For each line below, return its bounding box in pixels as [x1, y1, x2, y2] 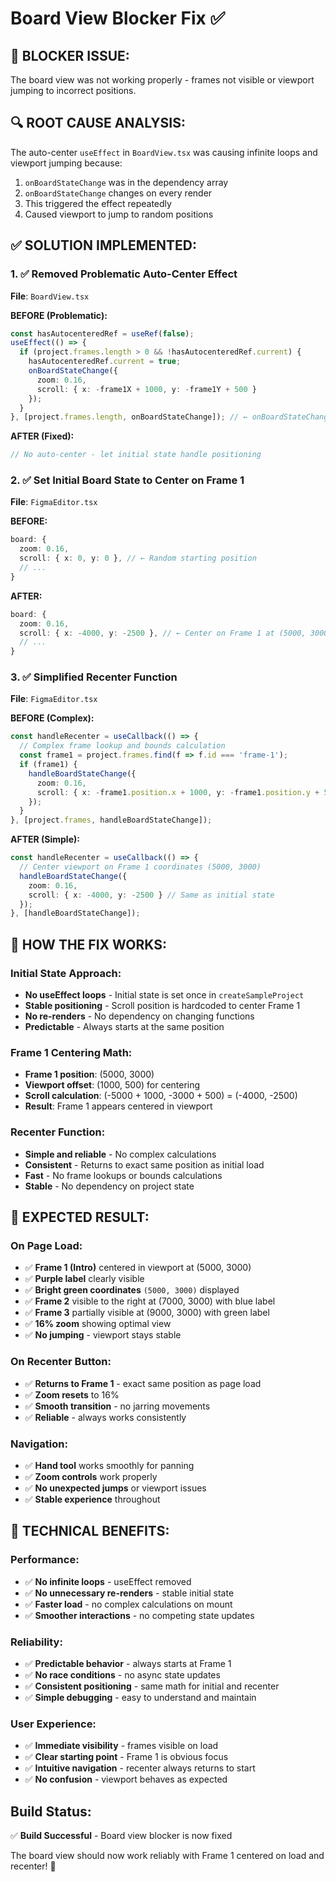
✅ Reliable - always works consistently [24, 1411, 187, 1423]
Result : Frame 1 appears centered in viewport [24, 1100, 213, 1112]
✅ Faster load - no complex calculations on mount [24, 1598, 233, 1610]
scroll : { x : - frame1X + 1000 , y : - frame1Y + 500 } [36, 384, 257, 394]
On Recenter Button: [10, 1355, 112, 1369]
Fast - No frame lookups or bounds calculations [24, 1169, 223, 1181]
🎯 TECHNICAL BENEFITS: [10, 1523, 170, 1540]
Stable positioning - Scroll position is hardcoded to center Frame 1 [24, 1000, 301, 1012]
